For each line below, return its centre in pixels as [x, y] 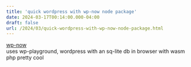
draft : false [22, 23]
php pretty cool [25, 58]
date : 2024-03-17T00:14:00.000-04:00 [53, 17]
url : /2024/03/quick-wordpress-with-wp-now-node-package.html [85, 28]
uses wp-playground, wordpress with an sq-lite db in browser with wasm [96, 52]
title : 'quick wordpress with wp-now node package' [71, 12]
